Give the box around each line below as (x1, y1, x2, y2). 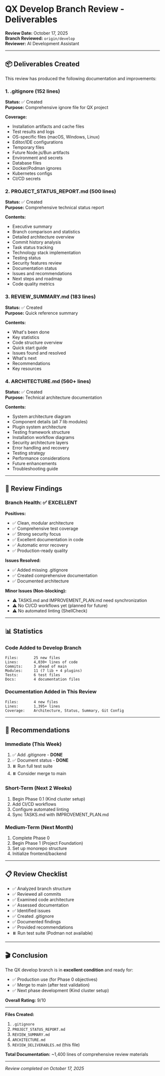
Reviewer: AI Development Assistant (5, 40, 80, 46)
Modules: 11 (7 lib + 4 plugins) (5, 668, 82, 673)
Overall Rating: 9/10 (5, 997, 46, 1003)
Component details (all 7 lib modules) (12, 418, 88, 424)
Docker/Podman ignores (12, 166, 62, 171)
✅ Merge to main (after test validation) (12, 982, 90, 988)
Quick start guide (12, 345, 48, 351)
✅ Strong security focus (12, 531, 61, 537)
